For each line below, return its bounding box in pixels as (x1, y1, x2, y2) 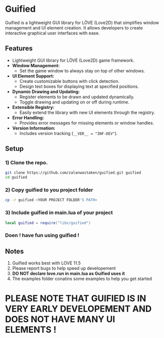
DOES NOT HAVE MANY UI (5, 314, 116, 325)
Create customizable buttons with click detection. (19, 78, 120, 84)
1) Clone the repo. (5, 159, 48, 166)
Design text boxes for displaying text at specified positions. (19, 83, 139, 89)
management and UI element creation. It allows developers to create (5, 25, 143, 30)
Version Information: (12, 125, 55, 131)
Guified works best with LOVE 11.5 (12, 260, 81, 266)
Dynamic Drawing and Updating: (12, 88, 80, 94)
